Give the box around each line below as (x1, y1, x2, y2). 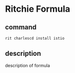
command (5, 23, 37, 31)
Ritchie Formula (5, 3, 70, 15)
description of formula (5, 62, 50, 68)
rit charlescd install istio (5, 36, 65, 41)
